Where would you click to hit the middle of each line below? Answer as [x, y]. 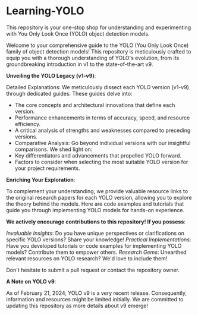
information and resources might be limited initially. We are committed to [95, 299]
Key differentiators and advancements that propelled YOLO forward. [98, 155]
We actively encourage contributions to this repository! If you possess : [96, 222]
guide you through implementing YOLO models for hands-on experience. [95, 210]
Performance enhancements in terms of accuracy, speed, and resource [102, 118]
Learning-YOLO [45, 11]
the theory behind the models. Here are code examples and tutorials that [95, 204]
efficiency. [27, 124]
